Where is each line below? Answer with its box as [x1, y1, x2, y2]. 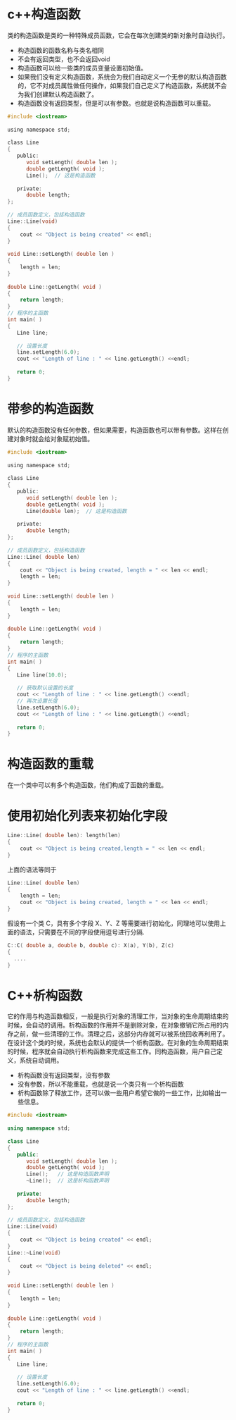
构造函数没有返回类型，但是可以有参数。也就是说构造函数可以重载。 [17, 99, 215, 107]
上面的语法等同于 [7, 865, 57, 874]
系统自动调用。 [19, 1056, 63, 1065]
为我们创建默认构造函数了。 [17, 89, 98, 99]
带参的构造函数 [7, 401, 94, 416]
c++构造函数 [7, 6, 81, 23]
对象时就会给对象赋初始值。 [13, 434, 93, 443]
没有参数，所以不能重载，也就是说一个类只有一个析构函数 [17, 1080, 184, 1089]
